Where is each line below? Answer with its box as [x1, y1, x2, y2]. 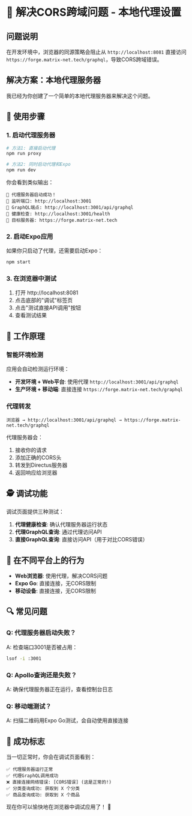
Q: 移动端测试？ [6, 702, 52, 710]
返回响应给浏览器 [14, 469, 58, 477]
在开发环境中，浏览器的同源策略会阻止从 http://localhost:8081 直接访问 [6, 49, 187, 55]
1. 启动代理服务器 [6, 131, 56, 139]
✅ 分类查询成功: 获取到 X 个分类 [6, 785, 80, 792]
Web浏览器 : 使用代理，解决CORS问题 [14, 572, 108, 580]
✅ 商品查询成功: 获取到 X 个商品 [6, 792, 80, 798]
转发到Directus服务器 [14, 461, 68, 469]
